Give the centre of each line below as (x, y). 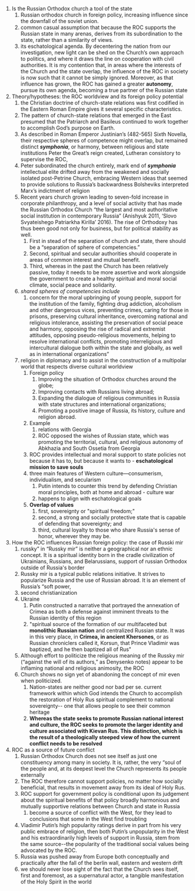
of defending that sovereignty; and (80, 524)
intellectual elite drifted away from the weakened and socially (95, 172)
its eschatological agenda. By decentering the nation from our (95, 46)
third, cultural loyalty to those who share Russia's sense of (109, 530)
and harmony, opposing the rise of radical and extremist (97, 329)
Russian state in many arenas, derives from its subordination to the (101, 34)
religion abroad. (57, 417)
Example (40, 423)
